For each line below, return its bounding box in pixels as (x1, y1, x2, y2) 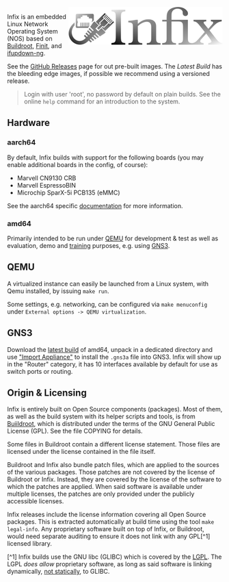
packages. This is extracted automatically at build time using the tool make (7, 518, 215, 526)
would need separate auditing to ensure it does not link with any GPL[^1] (7, 532, 211, 540)
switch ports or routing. (7, 367, 73, 375)
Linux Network (7, 20, 49, 28)
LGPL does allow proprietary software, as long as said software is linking (7, 560, 212, 568)
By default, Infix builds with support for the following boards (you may (7, 153, 204, 162)
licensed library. (7, 540, 53, 548)
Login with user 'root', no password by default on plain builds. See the (23, 90, 221, 98)
